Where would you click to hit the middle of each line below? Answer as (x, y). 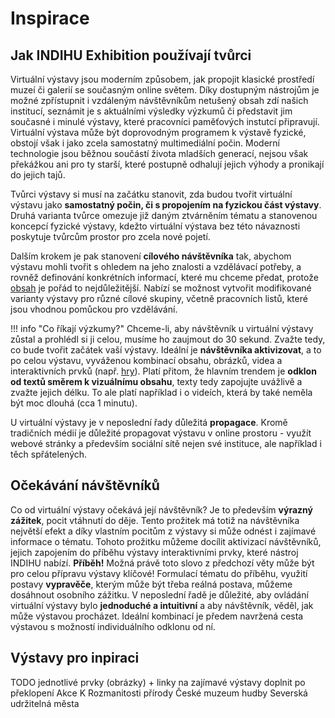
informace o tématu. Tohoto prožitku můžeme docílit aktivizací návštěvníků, (166, 541)
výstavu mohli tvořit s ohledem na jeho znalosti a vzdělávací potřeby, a (156, 266)
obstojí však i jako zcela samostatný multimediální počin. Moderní (145, 143)
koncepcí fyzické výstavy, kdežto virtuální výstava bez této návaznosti (155, 226)
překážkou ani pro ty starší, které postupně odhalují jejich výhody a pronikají (167, 164)
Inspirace (50, 18)
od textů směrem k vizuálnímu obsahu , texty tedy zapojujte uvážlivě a (156, 381)
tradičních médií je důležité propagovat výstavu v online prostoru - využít (161, 433)
